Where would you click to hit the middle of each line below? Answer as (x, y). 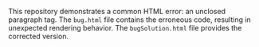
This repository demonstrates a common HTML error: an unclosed (117, 11)
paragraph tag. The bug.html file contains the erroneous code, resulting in (129, 20)
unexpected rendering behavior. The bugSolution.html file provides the (125, 28)
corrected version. (39, 36)
